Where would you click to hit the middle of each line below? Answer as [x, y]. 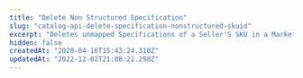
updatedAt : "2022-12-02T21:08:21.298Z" [84, 59]
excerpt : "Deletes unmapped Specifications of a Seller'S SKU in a [139, 34]
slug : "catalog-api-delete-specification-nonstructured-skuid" [131, 26]
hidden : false [36, 43]
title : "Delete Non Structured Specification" [98, 17]
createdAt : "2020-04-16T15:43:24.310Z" [84, 51]
